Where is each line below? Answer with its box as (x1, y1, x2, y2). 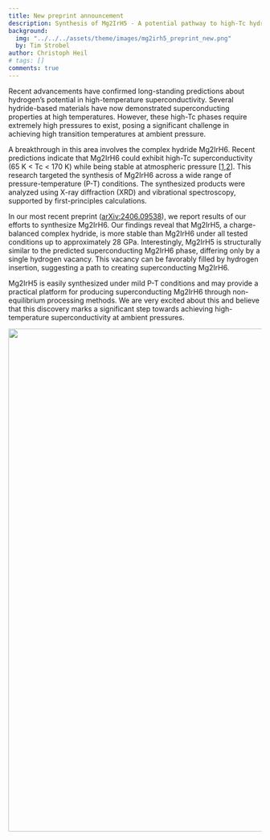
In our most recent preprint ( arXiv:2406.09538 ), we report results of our (8, 211, 247, 221)
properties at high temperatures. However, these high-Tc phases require (8, 112, 247, 121)
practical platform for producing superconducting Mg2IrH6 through (8, 286, 231, 296)
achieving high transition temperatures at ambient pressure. (8, 129, 207, 138)
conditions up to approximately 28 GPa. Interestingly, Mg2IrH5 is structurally (8, 237, 262, 246)
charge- (229, 220, 256, 229)
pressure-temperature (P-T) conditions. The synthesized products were (8, 179, 245, 188)
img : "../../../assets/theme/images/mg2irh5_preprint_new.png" (15, 34, 231, 43)
